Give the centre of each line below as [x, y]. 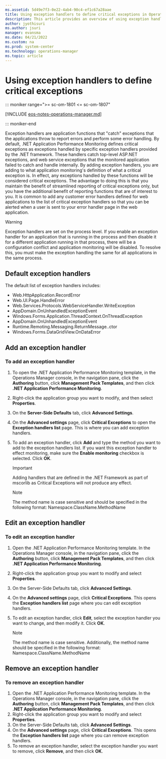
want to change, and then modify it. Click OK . [59, 623]
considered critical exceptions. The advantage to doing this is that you [77, 181]
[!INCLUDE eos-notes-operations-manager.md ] [54, 114]
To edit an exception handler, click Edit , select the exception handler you [86, 618]
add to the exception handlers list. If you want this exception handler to [84, 448]
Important [22, 468]
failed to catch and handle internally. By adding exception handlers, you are [82, 165]
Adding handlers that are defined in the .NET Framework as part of [80, 477]
